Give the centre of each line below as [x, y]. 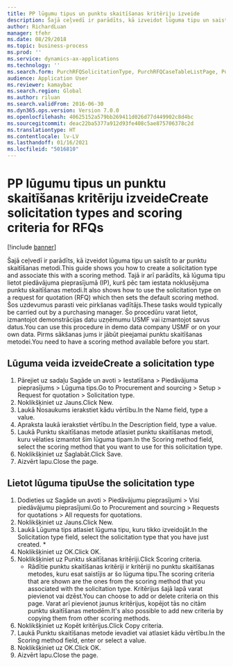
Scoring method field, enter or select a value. [82, 640]
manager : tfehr [29, 33]
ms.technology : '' [34, 65]
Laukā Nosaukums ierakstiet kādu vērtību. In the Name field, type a [112, 410]
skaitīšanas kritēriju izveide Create [108, 198]
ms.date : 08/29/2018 [37, 40]
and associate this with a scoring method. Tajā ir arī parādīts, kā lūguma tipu [116, 275]
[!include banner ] [32, 247]
